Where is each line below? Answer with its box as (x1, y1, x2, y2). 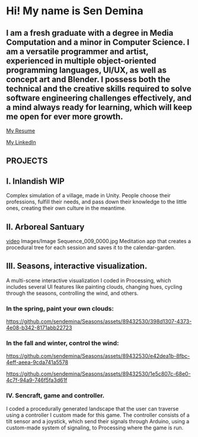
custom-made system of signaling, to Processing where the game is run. (6, 424, 184, 431)
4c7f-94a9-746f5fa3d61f (6, 376, 68, 384)
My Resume (6, 127, 36, 134)
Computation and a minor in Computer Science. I (6, 37, 190, 47)
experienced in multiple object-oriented (6, 55, 157, 66)
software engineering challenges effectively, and (6, 93, 191, 103)
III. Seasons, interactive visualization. (6, 261, 148, 271)
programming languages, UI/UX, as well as (6, 65, 167, 75)
